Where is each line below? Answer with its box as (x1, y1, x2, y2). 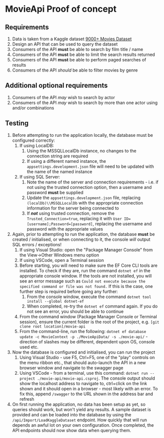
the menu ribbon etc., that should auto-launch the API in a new (19, 360, 146, 365)
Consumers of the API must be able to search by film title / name (12, 47, 143, 52)
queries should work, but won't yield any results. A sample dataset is (12, 406, 151, 412)
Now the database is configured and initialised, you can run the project (12, 349, 156, 355)
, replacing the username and (93, 221, 152, 227)
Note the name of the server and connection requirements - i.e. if (26, 179, 159, 185)
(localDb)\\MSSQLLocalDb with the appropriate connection (26, 200, 143, 206)
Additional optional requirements (5, 81, 108, 90)
